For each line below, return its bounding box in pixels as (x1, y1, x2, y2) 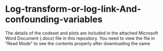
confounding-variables (5, 14, 103, 25)
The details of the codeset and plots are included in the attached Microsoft (5, 30, 158, 36)
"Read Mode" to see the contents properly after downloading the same (5, 40, 151, 46)
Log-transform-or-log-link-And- (5, 3, 142, 15)
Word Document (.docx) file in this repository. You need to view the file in (5, 35, 155, 41)
